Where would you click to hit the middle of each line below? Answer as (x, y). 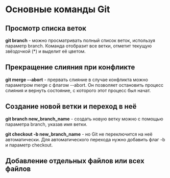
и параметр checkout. (29, 145)
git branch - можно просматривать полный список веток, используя (80, 40)
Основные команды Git (58, 9)
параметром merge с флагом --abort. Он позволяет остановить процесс (84, 85)
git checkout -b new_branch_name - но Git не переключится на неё (79, 134)
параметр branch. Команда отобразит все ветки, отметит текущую (79, 46)
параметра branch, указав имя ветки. (46, 124)
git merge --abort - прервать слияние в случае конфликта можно (77, 80)
